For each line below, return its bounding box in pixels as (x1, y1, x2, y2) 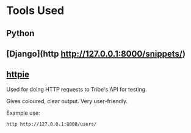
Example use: (6, 109, 41, 117)
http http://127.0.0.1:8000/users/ (6, 121, 97, 127)
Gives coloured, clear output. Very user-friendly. (6, 97, 128, 104)
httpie (6, 70, 29, 80)
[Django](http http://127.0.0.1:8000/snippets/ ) (6, 48, 186, 59)
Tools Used (6, 4, 65, 18)
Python (6, 28, 35, 38)
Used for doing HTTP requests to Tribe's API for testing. (6, 85, 148, 93)
